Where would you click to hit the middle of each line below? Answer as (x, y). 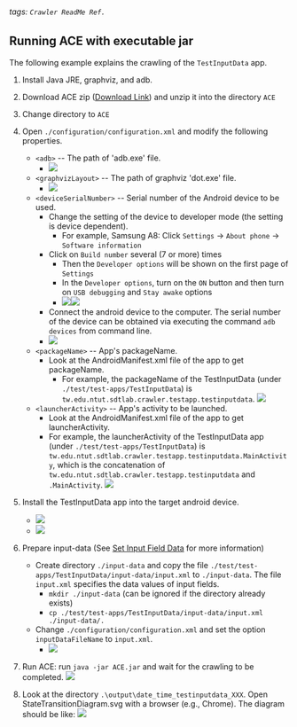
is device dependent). (88, 226)
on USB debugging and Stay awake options (137, 292)
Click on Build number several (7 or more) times (135, 254)
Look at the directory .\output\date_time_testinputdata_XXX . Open (145, 694)
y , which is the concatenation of (107, 465)
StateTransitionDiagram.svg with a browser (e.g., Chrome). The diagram (153, 703)
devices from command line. (100, 331)
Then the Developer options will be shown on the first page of (175, 263)
